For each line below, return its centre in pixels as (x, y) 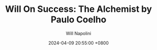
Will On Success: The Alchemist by (78, 9)
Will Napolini (78, 33)
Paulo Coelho (78, 20)
